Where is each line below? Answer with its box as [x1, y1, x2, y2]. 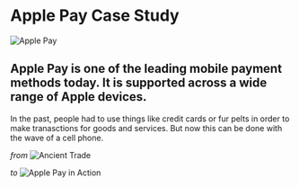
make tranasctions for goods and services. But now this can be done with [10, 122, 283, 133]
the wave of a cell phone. [10, 132, 104, 143]
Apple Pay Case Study [10, 5, 180, 26]
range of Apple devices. [10, 89, 147, 104]
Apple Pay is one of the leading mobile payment [10, 61, 282, 76]
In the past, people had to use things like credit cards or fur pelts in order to [10, 113, 290, 124]
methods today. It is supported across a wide [10, 76, 268, 91]
